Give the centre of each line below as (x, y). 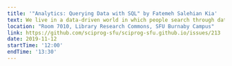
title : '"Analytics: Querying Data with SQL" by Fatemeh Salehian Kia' (112, 13)
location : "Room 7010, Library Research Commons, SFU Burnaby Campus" (111, 26)
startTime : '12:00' (35, 45)
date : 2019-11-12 (32, 39)
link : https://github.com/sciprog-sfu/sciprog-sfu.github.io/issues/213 (114, 33)
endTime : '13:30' (32, 52)
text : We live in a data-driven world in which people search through (111, 20)
